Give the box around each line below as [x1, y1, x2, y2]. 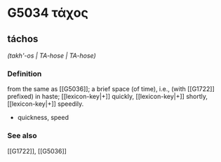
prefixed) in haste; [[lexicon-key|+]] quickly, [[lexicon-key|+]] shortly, [7, 93, 208, 101]
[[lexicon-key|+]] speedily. [7, 100, 84, 108]
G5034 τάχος [7, 5, 89, 21]
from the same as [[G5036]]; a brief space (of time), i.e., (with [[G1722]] [7, 85, 215, 93]
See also [7, 131, 37, 141]
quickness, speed [17, 114, 69, 122]
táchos [7, 33, 39, 45]
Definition [7, 69, 42, 79]
